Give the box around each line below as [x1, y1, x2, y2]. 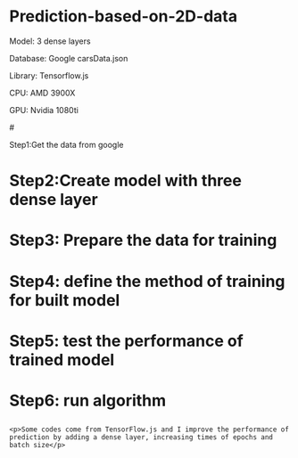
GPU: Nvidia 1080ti [9, 104, 79, 115]
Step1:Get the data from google [9, 139, 124, 150]
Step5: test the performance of [9, 331, 244, 351]
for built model [9, 290, 120, 310]
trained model [9, 349, 115, 370]
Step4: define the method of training [9, 271, 286, 291]
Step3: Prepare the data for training [9, 230, 277, 250]
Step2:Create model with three [9, 171, 243, 191]
